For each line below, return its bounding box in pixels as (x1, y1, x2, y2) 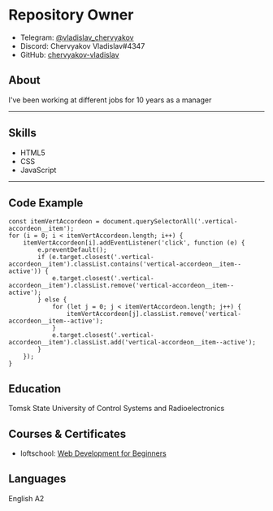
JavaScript (19, 165, 57, 175)
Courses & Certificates (8, 427, 127, 440)
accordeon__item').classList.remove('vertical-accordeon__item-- (8, 282, 234, 290)
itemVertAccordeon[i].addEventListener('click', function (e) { (23, 239, 245, 247)
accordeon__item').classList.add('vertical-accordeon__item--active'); (8, 339, 256, 347)
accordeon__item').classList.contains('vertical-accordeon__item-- (8, 260, 242, 269)
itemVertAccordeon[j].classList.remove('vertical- (66, 310, 242, 318)
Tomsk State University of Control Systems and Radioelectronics (8, 404, 225, 414)
